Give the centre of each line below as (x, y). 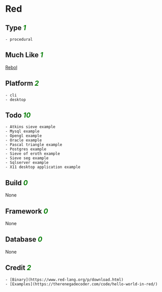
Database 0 (24, 240)
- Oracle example (24, 140)
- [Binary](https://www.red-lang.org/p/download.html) (64, 279)
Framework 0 (27, 211)
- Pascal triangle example (34, 145)
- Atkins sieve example (30, 127)
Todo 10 (18, 115)
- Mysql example (22, 131)
